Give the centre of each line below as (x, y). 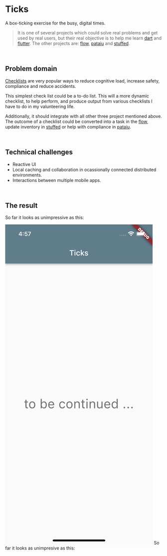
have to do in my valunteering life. (40, 106)
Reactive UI (24, 164)
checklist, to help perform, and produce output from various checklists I (79, 101)
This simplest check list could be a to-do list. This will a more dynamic (77, 95)
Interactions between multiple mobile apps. (57, 180)
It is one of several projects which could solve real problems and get (87, 32)
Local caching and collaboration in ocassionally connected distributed (84, 169)
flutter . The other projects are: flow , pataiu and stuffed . (74, 43)
